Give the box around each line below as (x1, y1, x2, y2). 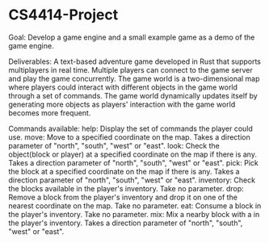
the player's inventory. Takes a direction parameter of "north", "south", (8, 218, 243, 228)
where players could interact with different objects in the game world (8, 82, 238, 92)
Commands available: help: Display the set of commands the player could (8, 124, 253, 133)
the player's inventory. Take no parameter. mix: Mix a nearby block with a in (8, 209, 260, 219)
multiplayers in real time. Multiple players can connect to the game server (8, 65, 253, 74)
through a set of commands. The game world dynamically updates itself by (8, 90, 258, 100)
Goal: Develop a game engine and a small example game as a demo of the (8, 32, 255, 42)
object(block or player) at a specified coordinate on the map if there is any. (8, 149, 257, 159)
